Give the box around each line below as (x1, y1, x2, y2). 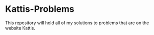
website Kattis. (5, 25, 36, 31)
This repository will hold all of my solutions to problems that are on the (5, 20, 149, 26)
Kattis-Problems (5, 3, 75, 15)
